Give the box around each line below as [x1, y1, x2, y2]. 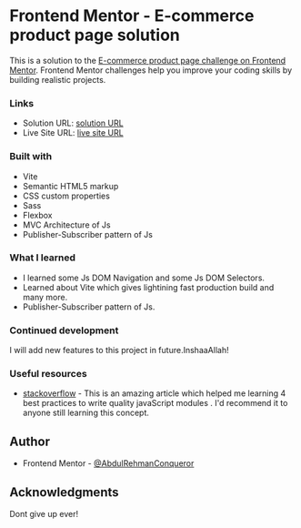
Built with [9, 150, 53, 163]
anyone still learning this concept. [22, 407, 150, 419]
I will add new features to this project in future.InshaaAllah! [9, 345, 229, 356]
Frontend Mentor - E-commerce [9, 5, 255, 26]
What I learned [9, 251, 75, 264]
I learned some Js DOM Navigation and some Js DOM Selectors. [22, 272, 266, 283]
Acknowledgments [9, 484, 120, 500]
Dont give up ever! [9, 509, 79, 520]
